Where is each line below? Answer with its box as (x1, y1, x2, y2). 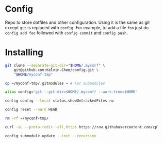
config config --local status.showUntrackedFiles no (5, 98, 114, 103)
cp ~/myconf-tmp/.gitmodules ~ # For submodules (5, 81, 105, 86)
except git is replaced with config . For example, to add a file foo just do (5, 24, 149, 30)
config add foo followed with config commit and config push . (5, 30, 128, 36)
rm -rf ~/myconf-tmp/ (5, 116, 49, 121)
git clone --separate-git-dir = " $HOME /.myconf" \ (5, 63, 105, 68)
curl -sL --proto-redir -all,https (5, 125, 77, 129)
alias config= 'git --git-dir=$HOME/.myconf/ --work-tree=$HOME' (5, 89, 138, 94)
